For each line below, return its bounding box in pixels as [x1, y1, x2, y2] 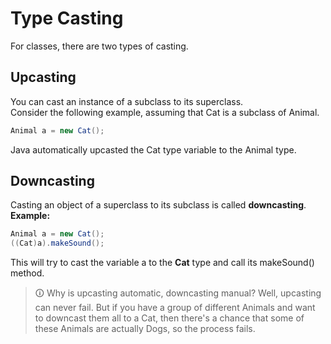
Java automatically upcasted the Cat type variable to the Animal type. [10, 143, 297, 156]
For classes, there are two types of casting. [10, 40, 189, 52]
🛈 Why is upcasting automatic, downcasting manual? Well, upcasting [34, 287, 322, 299]
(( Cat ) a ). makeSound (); [10, 238, 105, 249]
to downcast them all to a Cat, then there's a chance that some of [34, 312, 305, 324]
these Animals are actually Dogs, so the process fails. [34, 323, 256, 335]
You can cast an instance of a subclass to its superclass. [10, 95, 244, 107]
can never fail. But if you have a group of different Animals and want [34, 302, 316, 314]
